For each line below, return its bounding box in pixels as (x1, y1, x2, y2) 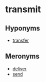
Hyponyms (5, 24, 40, 33)
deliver (12, 65, 27, 72)
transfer (12, 37, 29, 43)
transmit (5, 4, 41, 15)
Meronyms (5, 52, 40, 61)
